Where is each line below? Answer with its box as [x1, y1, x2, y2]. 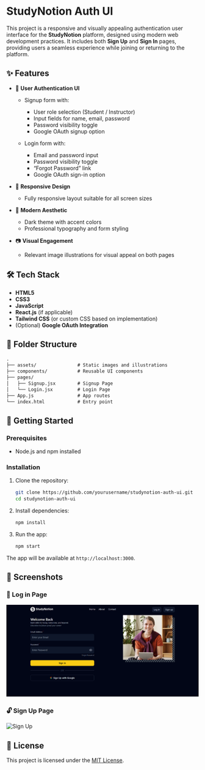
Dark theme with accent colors [24, 218, 102, 226]
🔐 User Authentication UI [15, 84, 80, 92]
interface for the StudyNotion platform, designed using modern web [6, 31, 179, 38]
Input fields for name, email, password [33, 114, 130, 122]
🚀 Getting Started [6, 415, 74, 426]
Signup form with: [24, 96, 70, 103]
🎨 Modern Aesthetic [15, 206, 68, 213]
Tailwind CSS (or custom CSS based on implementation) [15, 315, 158, 322]
